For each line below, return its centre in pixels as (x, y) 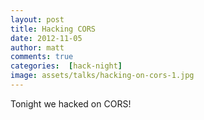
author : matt (37, 47)
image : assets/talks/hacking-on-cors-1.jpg (102, 76)
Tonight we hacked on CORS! (71, 103)
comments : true (42, 57)
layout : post (37, 19)
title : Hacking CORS (53, 29)
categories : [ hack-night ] (66, 66)
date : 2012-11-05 (46, 38)
